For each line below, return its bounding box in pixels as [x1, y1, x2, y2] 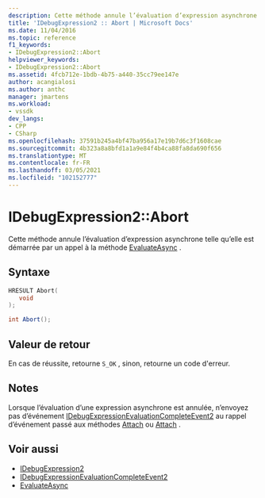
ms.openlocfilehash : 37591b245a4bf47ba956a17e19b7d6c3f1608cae [8, 136, 222, 145]
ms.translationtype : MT [8, 151, 87, 159]
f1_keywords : [8, 41, 52, 49]
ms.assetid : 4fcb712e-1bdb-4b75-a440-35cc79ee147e [8, 71, 179, 79]
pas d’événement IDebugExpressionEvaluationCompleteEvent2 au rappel [8, 411, 247, 420]
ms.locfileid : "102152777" [8, 174, 98, 182]
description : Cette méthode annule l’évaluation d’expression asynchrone [8, 11, 258, 20]
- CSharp [8, 129, 37, 137]
